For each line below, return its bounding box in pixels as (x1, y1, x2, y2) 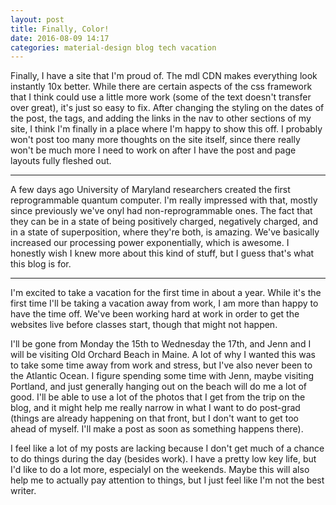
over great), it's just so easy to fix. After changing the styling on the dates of (10, 102, 325, 114)
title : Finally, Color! (10, 24, 110, 34)
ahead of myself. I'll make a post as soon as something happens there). (10, 423, 304, 435)
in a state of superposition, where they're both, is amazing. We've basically (10, 226, 320, 238)
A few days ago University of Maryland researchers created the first (10, 184, 291, 196)
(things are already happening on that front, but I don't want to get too (10, 412, 300, 425)
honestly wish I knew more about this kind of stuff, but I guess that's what (10, 247, 315, 260)
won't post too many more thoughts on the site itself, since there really (10, 134, 301, 146)
